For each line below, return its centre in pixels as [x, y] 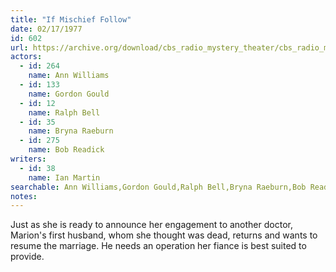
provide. [27, 257]
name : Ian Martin [64, 177]
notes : [24, 196]
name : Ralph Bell [64, 112]
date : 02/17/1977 [46, 29]
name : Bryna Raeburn [71, 131]
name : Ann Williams [69, 76]
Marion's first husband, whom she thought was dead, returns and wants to [164, 235]
